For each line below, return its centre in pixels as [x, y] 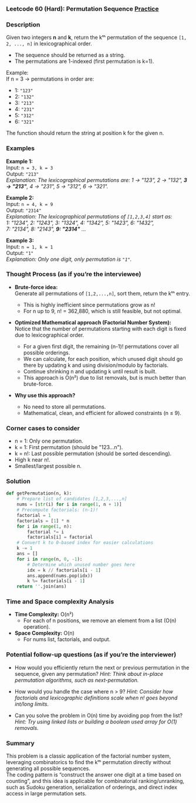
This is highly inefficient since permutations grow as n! [89, 304]
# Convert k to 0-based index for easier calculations [85, 543]
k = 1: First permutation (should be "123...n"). [69, 447]
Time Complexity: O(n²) [44, 615]
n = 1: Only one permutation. [49, 441]
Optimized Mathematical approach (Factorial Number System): [93, 322]
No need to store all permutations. [65, 407]
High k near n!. [32, 460]
